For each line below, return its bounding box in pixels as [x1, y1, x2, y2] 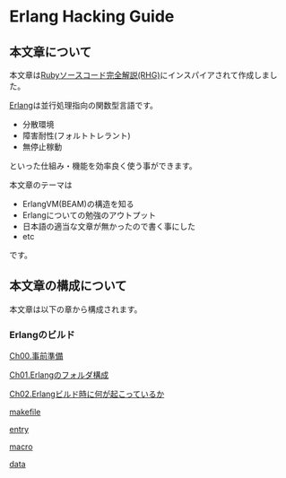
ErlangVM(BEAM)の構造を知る [22, 199, 134, 209]
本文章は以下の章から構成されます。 [9, 303, 143, 315]
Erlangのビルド [9, 328, 75, 341]
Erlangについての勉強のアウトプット [22, 210, 157, 221]
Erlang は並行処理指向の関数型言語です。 [9, 100, 159, 110]
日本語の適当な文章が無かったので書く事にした [22, 222, 195, 231]
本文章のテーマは [9, 179, 73, 190]
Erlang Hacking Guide [9, 6, 175, 27]
